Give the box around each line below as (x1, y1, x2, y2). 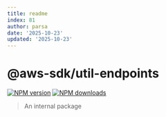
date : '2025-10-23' (7, 29, 64, 37)
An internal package (24, 102, 82, 111)
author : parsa (7, 23, 48, 30)
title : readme (7, 10, 48, 17)
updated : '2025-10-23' (7, 36, 73, 43)
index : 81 (7, 17, 36, 24)
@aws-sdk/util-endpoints (7, 66, 160, 82)
